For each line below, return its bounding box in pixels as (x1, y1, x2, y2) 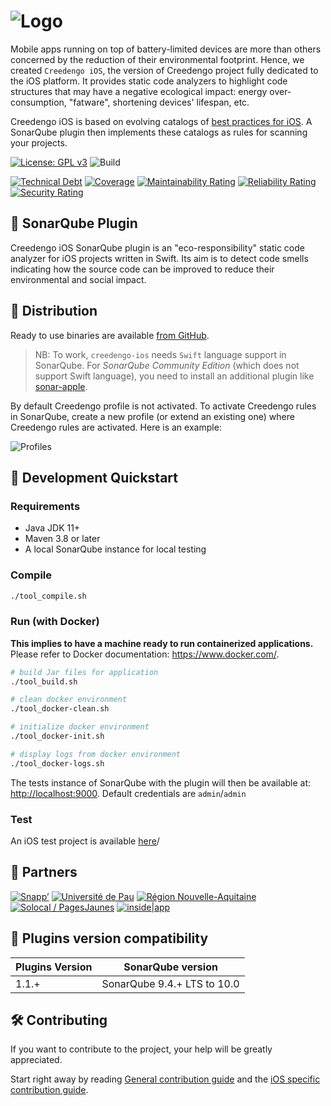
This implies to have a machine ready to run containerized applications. (10, 637, 314, 649)
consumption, (10, 96, 67, 108)
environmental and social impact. (10, 273, 147, 285)
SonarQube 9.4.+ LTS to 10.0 (101, 976, 240, 990)
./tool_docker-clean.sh (10, 704, 110, 714)
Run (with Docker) (10, 615, 100, 629)
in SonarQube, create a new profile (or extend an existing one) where (10, 410, 295, 422)
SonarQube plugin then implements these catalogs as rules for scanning (10, 126, 308, 138)
